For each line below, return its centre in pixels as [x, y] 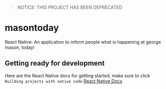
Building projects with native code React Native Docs [64, 81]
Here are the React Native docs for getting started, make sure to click [78, 75]
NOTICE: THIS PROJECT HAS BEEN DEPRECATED [70, 7]
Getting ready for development [55, 63]
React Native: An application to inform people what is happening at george [83, 42]
